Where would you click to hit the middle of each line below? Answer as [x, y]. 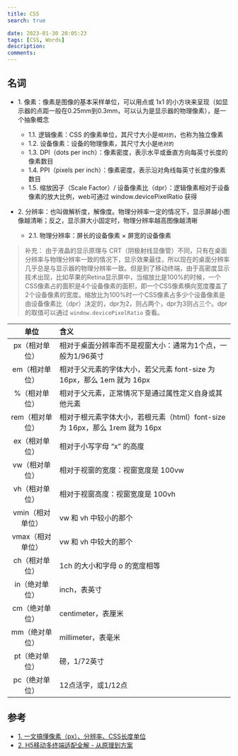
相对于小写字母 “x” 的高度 [102, 446]
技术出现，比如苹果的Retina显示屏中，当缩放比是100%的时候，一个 [123, 277]
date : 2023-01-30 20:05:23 [47, 33]
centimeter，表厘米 [91, 613]
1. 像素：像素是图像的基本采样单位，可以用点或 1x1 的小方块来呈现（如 [120, 102]
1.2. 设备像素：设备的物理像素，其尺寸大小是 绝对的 [101, 143]
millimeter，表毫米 [90, 637]
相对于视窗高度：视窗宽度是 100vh [117, 494]
